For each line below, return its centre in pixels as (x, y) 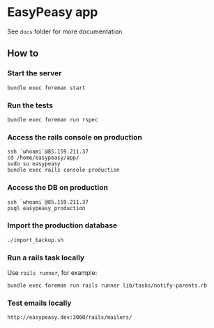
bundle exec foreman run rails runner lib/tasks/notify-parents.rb (107, 286)
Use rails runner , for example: (52, 273)
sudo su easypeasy (34, 164)
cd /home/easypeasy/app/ (43, 158)
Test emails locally (39, 303)
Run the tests (30, 105)
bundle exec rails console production (63, 170)
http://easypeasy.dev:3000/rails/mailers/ (70, 318)
